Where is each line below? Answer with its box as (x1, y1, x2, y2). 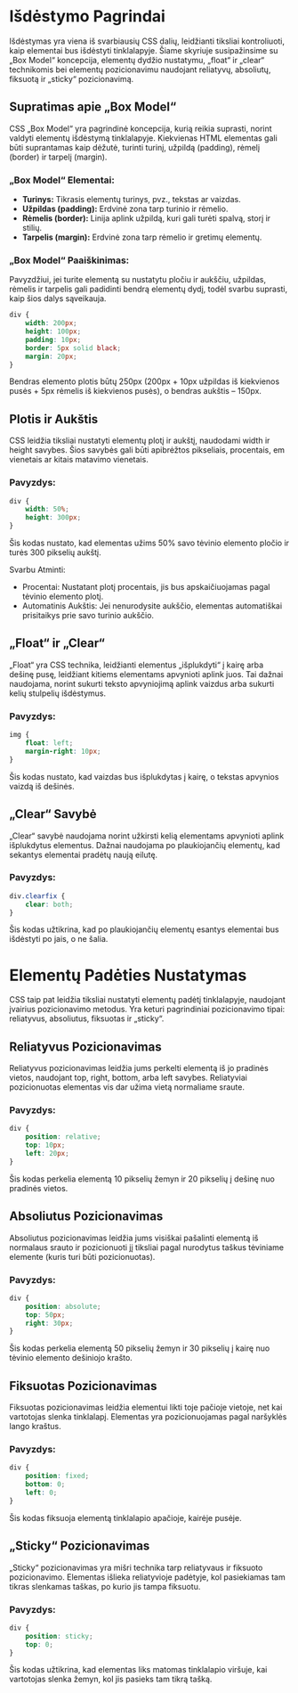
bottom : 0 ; (25, 1480, 66, 1489)
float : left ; (25, 739, 74, 748)
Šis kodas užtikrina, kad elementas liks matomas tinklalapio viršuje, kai (9, 1664, 268, 1675)
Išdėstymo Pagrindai (9, 6, 166, 27)
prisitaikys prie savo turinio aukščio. (21, 610, 154, 621)
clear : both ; (25, 900, 74, 909)
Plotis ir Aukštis (9, 412, 99, 427)
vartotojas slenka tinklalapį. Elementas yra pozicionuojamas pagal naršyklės (9, 1411, 287, 1422)
